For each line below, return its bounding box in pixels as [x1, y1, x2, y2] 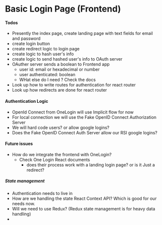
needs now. [12, 200, 35, 207]
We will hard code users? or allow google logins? [12, 125, 110, 130]
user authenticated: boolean [19, 72, 76, 78]
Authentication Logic [5, 98, 48, 104]
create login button [12, 41, 50, 47]
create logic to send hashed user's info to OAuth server [12, 56, 123, 62]
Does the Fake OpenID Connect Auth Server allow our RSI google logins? [12, 129, 158, 135]
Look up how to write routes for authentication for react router [12, 82, 136, 88]
